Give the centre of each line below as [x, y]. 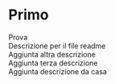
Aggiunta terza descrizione [53, 63]
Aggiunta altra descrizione [52, 54]
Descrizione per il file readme [57, 45]
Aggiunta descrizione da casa [57, 71]
